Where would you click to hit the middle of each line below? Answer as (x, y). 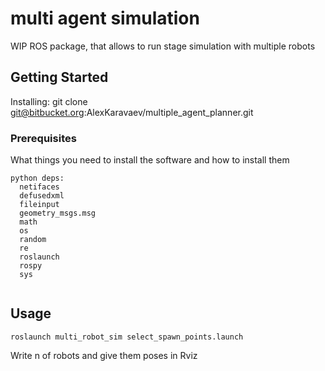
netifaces (39, 187)
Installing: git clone (49, 101)
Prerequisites (43, 138)
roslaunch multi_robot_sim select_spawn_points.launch (127, 337)
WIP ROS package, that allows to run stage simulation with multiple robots (163, 46)
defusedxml (42, 196)
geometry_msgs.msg (58, 213)
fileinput (39, 205)
